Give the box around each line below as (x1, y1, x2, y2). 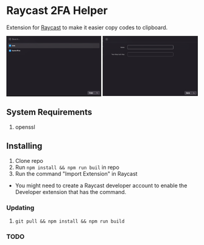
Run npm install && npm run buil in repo (15, 164, 120, 171)
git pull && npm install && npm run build (15, 218, 125, 224)
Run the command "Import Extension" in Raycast (15, 170, 138, 177)
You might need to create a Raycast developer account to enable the (15, 182, 188, 189)
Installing (6, 141, 43, 151)
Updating (6, 203, 35, 212)
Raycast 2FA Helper (6, 4, 108, 18)
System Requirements (6, 107, 93, 117)
